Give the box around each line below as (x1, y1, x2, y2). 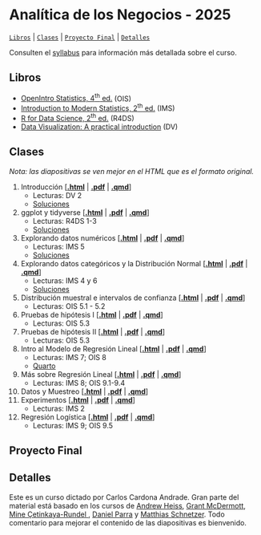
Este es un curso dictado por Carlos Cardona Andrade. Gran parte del (9, 492, 239, 502)
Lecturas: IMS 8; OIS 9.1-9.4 (32, 378, 126, 387)
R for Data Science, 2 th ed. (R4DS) (20, 112, 135, 123)
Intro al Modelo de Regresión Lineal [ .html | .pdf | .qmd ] (20, 343, 207, 354)
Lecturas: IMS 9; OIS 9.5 (32, 420, 114, 430)
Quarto (32, 361, 56, 371)
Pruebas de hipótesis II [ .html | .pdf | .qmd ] (20, 326, 166, 336)
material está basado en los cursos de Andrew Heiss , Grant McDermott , (9, 501, 247, 510)
